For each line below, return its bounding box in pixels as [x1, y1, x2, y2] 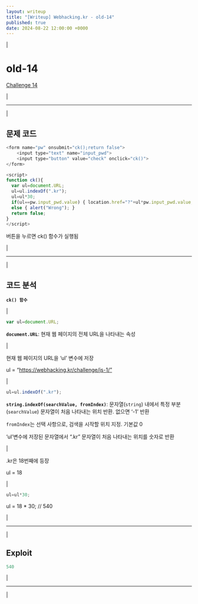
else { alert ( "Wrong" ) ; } [11, 204, 75, 210]
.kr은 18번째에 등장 [6, 457, 49, 464]
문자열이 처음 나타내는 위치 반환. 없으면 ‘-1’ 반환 [40, 408, 150, 415]
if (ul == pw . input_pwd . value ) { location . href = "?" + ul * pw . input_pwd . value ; [11, 199, 194, 205]
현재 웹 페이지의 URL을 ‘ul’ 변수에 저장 [6, 354, 94, 361]
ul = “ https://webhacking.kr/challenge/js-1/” [6, 366, 113, 373]
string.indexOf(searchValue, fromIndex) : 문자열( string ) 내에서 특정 [6, 400, 170, 408]
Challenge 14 [6, 82, 38, 89]
